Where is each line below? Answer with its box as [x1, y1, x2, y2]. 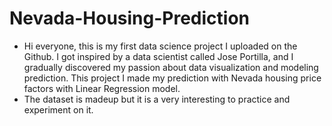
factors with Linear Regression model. [23, 82, 181, 94]
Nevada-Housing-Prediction [9, 7, 251, 30]
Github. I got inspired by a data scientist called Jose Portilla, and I [23, 50, 294, 62]
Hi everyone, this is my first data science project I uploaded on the [23, 40, 298, 52]
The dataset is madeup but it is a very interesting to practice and [23, 93, 291, 105]
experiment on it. [23, 103, 94, 116]
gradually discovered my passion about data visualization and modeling [23, 61, 319, 73]
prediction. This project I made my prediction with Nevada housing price [23, 72, 322, 84]
